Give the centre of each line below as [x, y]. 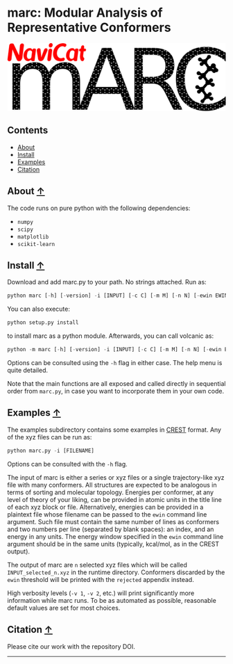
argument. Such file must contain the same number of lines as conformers [113, 521]
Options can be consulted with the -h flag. [68, 464]
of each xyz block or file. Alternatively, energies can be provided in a [105, 507]
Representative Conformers [89, 27]
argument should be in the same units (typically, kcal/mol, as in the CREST [113, 544]
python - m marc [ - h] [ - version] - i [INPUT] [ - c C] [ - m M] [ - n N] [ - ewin [114, 350]
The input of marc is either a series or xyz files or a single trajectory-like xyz [116, 477]
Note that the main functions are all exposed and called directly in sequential [116, 384]
